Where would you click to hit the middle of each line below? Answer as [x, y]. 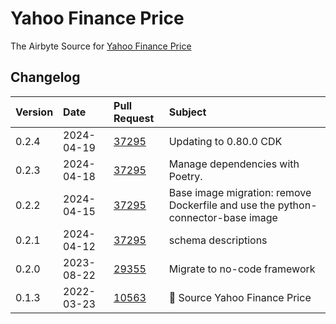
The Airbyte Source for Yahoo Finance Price [101, 46]
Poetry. [185, 176]
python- [297, 205]
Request [134, 118]
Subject [187, 112]
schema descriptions [218, 240]
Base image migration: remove [240, 192]
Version [34, 112]
